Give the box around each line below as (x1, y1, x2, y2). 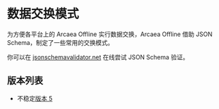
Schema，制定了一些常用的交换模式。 (7, 38, 114, 46)
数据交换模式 (7, 6, 80, 22)
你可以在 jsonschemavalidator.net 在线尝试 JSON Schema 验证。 (7, 52, 189, 61)
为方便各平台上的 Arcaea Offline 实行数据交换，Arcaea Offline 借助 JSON (7, 30, 213, 38)
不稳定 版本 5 (16, 94, 53, 102)
